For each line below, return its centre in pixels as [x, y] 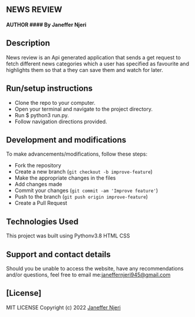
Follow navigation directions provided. [61, 121]
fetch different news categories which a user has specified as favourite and [98, 64]
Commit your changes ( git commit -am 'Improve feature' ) [86, 190]
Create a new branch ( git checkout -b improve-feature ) [84, 172]
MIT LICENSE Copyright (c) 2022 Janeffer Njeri [63, 307]
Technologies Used [42, 221]
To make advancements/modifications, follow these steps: [77, 154]
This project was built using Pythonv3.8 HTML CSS [68, 236]
